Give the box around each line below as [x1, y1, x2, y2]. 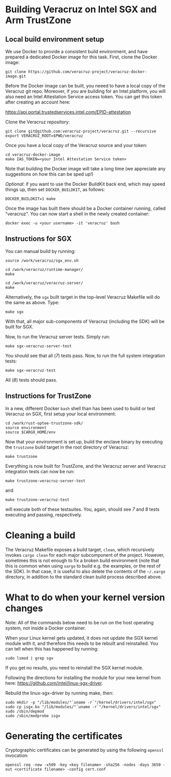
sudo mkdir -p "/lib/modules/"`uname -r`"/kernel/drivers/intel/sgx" [5, 700, 157, 705]
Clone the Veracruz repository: [5, 119, 70, 125]
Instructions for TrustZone [5, 392, 92, 401]
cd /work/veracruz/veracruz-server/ [5, 280, 83, 285]
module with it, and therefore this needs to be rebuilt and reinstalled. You [5, 640, 158, 646]
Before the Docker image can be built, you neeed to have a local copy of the [5, 83, 166, 89]
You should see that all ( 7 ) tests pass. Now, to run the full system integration [5, 352, 165, 359]
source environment [5, 425, 47, 430]
